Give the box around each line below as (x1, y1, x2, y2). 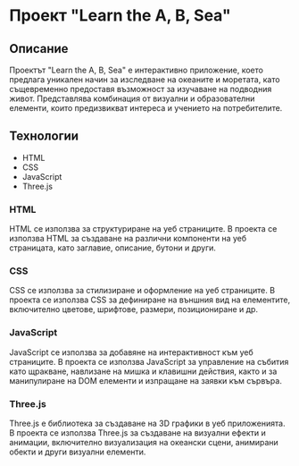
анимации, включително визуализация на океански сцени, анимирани (9, 437, 278, 447)
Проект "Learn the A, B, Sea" (9, 5, 231, 26)
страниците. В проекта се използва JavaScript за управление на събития (9, 356, 289, 367)
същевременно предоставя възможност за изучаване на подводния (9, 84, 272, 94)
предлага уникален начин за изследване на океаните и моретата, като (9, 74, 280, 85)
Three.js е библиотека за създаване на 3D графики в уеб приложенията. (9, 418, 286, 428)
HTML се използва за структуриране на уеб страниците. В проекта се (9, 224, 278, 234)
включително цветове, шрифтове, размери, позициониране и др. (9, 304, 259, 315)
